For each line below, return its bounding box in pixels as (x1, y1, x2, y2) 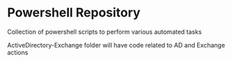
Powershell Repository (7, 5, 141, 21)
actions (7, 48, 28, 56)
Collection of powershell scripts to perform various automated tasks (7, 28, 202, 36)
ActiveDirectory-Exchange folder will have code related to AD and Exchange (7, 41, 226, 49)
